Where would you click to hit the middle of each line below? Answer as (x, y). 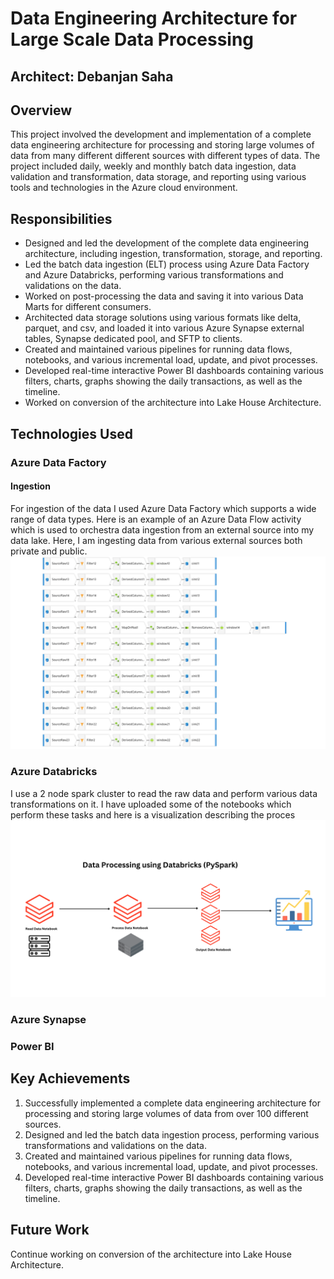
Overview (41, 110)
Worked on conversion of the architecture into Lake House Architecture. (173, 403)
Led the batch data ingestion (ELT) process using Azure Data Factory (167, 264)
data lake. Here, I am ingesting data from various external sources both (156, 540)
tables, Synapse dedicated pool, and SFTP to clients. (133, 339)
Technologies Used (71, 433)
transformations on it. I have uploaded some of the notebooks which (151, 804)
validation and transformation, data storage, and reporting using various (158, 177)
